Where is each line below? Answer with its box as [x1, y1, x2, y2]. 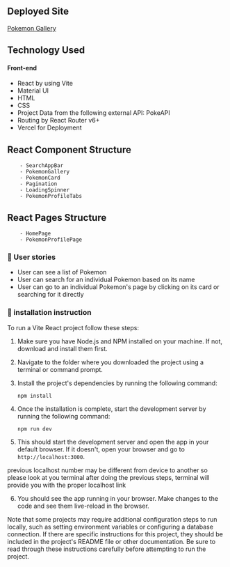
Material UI [17, 86, 49, 95]
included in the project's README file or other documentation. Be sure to [7, 537, 216, 545]
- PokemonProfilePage [19, 236, 82, 243]
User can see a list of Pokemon [17, 268, 107, 277]
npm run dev [17, 425, 52, 433]
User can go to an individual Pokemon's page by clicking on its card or [17, 283, 220, 291]
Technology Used [7, 45, 85, 56]
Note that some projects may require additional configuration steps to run [7, 515, 217, 523]
